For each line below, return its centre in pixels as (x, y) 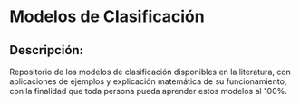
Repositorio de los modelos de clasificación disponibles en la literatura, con (150, 72)
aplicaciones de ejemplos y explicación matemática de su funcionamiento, (148, 81)
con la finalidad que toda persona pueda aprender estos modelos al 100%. (149, 91)
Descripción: (47, 50)
